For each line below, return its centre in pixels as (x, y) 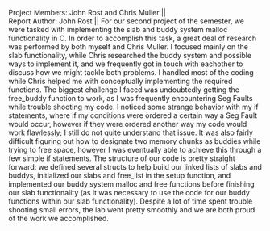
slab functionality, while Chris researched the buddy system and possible (130, 55)
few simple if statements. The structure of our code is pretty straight (122, 158)
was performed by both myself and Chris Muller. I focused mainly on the (128, 47)
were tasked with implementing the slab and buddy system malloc (118, 29)
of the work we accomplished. (58, 218)
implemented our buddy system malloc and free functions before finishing (132, 184)
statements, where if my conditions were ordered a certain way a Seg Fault (133, 115)
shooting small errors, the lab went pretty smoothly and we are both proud (132, 210)
